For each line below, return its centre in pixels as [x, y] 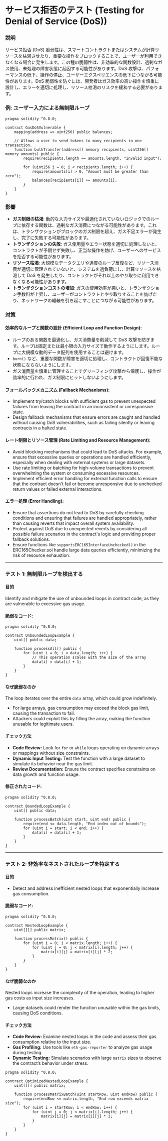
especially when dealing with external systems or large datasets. [79, 462]
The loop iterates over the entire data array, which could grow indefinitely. [81, 698]
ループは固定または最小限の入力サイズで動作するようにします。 [86, 346]
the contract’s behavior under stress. [50, 1063]
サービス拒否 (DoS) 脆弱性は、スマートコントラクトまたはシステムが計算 [80, 50]
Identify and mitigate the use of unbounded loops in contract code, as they [82, 598]
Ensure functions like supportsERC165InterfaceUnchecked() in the [79, 544]
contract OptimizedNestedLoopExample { [47, 1081]
